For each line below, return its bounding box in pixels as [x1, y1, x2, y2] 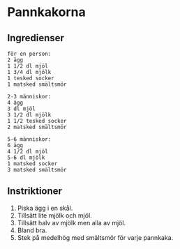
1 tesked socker [7, 75, 54, 82]
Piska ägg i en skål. [17, 204, 73, 212]
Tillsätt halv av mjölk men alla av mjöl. [17, 218, 126, 227]
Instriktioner [7, 186, 63, 197]
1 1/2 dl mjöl [7, 63, 49, 70]
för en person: [7, 50, 52, 57]
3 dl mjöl [7, 105, 36, 112]
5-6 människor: [7, 136, 52, 143]
